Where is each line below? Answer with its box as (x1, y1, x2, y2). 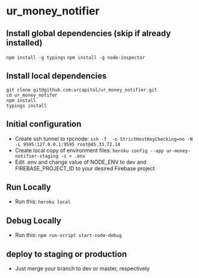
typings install (6, 102, 47, 109)
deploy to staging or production (6, 249, 127, 259)
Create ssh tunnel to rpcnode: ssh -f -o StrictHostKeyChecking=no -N (14, 135, 193, 142)
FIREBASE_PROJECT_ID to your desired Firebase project (14, 164, 155, 172)
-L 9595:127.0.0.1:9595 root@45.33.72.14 (14, 141, 120, 147)
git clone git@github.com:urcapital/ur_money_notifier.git (6, 87, 158, 93)
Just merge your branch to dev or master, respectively (14, 265, 150, 272)
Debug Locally (6, 215, 61, 226)
